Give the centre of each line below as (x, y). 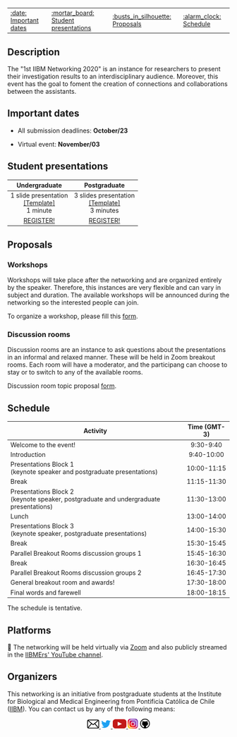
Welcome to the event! (43, 444)
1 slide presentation (39, 195)
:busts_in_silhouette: (142, 17)
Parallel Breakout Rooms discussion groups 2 (76, 573)
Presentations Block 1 (42, 464)
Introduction (28, 454)
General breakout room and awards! (62, 583)
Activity (96, 430)
